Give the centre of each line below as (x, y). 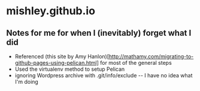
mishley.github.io (51, 11)
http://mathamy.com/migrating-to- (151, 57)
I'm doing (27, 82)
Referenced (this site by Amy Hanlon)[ (62, 57)
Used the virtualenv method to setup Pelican (70, 69)
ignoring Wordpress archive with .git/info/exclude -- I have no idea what (104, 75)
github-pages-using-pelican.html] (57, 63)
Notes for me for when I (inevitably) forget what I (99, 33)
